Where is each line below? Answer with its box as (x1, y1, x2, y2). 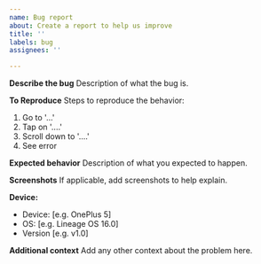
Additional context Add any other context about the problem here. (9, 245, 253, 256)
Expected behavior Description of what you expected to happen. (9, 158, 248, 168)
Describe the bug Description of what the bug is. (9, 78, 189, 89)
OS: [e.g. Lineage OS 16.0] (21, 219, 119, 229)
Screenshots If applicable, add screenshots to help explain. (9, 175, 228, 186)
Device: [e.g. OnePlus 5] (21, 209, 112, 220)
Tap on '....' (21, 121, 63, 133)
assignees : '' (9, 46, 62, 55)
